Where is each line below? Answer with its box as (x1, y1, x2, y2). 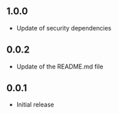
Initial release (16, 100, 54, 109)
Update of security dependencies (16, 23, 112, 32)
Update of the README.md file (16, 62, 104, 70)
